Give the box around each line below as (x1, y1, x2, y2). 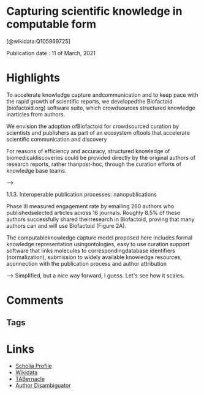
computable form (6, 17, 97, 31)
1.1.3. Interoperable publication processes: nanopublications (6, 190, 157, 198)
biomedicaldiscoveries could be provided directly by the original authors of (6, 154, 196, 161)
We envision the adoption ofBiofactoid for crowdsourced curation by (6, 122, 179, 130)
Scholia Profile (15, 363, 52, 370)
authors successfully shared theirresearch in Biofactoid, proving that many (6, 216, 195, 223)
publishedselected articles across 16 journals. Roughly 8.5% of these (6, 209, 181, 216)
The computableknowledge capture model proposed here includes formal (6, 234, 193, 241)
